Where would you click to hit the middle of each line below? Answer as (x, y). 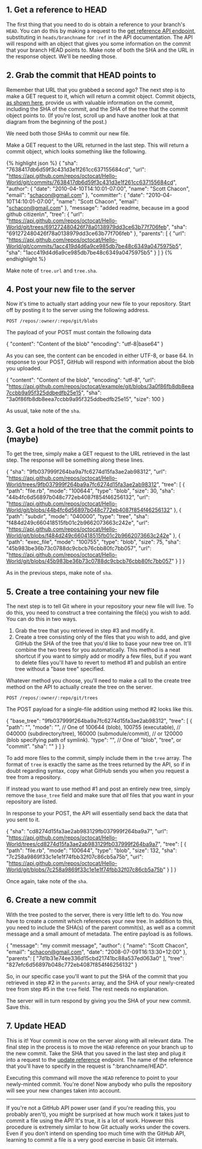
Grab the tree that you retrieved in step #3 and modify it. (85, 631)
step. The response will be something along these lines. (75, 460)
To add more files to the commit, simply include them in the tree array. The (99, 758)
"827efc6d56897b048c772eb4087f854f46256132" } (72, 964)
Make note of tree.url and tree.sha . (52, 271)
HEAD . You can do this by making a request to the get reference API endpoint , (101, 31)
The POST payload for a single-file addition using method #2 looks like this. (100, 709)
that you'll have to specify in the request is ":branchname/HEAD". (87, 1066)
